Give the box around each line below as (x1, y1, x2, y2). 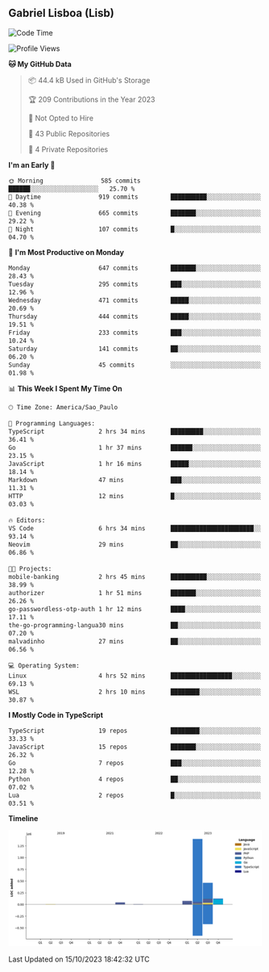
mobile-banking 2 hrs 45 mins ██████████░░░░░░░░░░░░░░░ (8, 572, 262, 580)
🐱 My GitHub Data (8, 59, 72, 69)
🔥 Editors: (8, 516, 46, 524)
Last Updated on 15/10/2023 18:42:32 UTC (8, 954, 151, 964)
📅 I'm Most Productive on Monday (8, 247, 125, 257)
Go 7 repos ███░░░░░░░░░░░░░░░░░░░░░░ (8, 759, 262, 767)
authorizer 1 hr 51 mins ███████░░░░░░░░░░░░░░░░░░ (8, 589, 262, 597)
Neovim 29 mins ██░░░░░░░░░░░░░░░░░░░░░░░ (8, 540, 262, 548)
